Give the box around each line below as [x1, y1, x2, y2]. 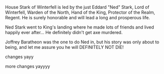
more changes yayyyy [5, 64, 50, 69]
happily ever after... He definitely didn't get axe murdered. [5, 30, 123, 35]
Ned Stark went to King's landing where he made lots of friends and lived [5, 24, 154, 30]
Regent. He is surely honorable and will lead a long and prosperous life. [5, 15, 150, 20]
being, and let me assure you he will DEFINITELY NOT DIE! [5, 44, 124, 50]
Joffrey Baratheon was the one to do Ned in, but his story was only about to [5, 39, 160, 45]
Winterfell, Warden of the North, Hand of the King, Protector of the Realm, [5, 9, 156, 15]
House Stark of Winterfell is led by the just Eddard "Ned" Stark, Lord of [5, 4, 150, 10]
